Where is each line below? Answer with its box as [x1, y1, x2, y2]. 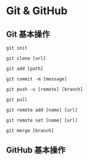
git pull [6, 97, 28, 103]
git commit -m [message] [6, 76, 67, 82]
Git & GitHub [6, 4, 68, 18]
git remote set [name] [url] [6, 117, 78, 123]
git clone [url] [6, 55, 46, 61]
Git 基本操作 [6, 29, 50, 39]
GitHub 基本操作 [6, 145, 66, 155]
